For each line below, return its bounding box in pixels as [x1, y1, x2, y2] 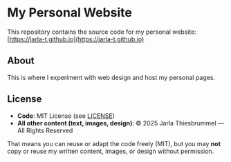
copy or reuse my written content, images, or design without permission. [7, 147, 214, 155]
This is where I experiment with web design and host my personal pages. [7, 73, 216, 81]
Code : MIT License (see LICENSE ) [17, 112, 115, 120]
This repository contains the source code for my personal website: [7, 28, 197, 36]
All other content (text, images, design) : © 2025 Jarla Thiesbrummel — [17, 119, 225, 127]
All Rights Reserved [17, 126, 73, 134]
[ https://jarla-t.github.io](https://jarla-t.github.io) [7, 34, 145, 43]
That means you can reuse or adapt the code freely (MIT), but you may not [7, 139, 221, 148]
